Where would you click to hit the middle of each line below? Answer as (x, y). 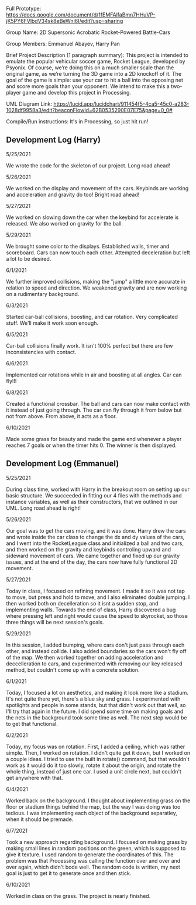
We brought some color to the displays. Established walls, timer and (88, 246)
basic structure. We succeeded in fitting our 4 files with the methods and (94, 495)
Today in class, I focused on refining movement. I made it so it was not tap (96, 591)
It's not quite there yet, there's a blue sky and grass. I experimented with (93, 699)
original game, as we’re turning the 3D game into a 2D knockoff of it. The (94, 74)
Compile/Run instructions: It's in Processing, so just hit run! (77, 122)
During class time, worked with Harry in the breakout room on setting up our (98, 489)
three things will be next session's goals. (55, 622)
